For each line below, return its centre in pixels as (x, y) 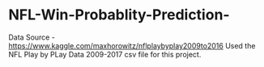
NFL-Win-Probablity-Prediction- (119, 15)
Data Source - (32, 37)
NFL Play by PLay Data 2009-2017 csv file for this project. (105, 54)
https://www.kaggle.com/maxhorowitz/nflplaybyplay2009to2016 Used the (132, 45)
